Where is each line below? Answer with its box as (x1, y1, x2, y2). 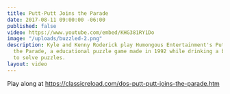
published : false (7, 22, 57, 29)
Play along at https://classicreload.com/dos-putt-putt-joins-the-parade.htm (7, 79, 220, 87)
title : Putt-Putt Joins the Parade (7, 10, 109, 17)
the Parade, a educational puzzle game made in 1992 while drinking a (13, 48, 219, 55)
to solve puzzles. (13, 54, 66, 61)
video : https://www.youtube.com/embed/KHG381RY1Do (7, 29, 155, 36)
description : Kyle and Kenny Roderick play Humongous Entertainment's (7, 42, 213, 48)
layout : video (7, 61, 48, 67)
